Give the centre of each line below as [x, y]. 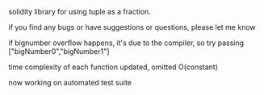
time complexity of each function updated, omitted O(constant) [113, 67]
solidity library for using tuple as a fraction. [80, 12]
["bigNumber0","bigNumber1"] [59, 51]
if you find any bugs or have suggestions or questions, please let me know [132, 27]
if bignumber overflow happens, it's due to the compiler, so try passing [126, 43]
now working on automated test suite [70, 83]
